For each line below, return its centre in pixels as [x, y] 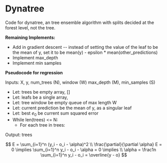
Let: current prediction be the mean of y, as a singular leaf [72, 108]
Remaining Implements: [30, 37]
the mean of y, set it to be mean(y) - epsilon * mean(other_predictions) [85, 52]
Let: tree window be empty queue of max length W [65, 102]
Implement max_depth [35, 57]
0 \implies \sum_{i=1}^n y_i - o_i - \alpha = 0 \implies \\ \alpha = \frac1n [84, 150]
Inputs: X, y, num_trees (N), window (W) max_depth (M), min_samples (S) [80, 82]
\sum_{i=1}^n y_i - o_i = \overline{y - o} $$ [84, 155]
